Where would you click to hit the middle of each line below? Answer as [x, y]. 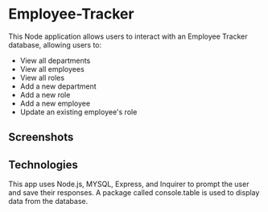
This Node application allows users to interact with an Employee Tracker [128, 36]
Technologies [43, 165]
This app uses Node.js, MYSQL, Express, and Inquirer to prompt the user [129, 184]
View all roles [42, 77]
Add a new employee [55, 103]
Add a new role [45, 94]
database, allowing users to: [55, 44]
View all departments [55, 60]
